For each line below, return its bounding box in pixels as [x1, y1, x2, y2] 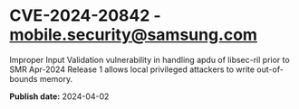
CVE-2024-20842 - [9, 5, 161, 26]
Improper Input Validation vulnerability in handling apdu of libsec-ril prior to [9, 54, 290, 65]
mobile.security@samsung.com [9, 24, 258, 45]
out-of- [256, 64, 284, 75]
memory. [39, 73, 73, 84]
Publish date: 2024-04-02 [9, 91, 110, 102]
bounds [9, 73, 38, 84]
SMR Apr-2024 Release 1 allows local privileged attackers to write [9, 64, 256, 75]
